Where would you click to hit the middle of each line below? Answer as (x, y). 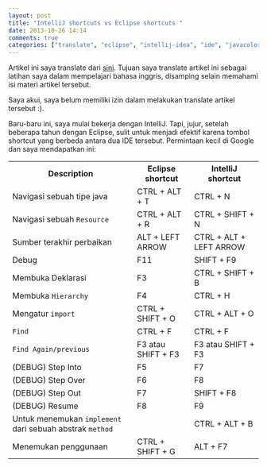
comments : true (33, 38)
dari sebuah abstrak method (63, 429)
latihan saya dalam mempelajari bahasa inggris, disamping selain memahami (133, 76)
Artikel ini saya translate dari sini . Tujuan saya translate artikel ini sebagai (128, 68)
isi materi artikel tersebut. (50, 85)
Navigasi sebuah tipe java (60, 197)
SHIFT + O (157, 318)
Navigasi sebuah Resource (61, 219)
